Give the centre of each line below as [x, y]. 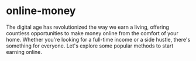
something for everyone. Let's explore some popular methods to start [90, 46]
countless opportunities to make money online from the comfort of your [92, 33]
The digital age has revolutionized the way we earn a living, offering [88, 27]
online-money [41, 11]
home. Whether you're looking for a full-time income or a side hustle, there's [98, 39]
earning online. [24, 52]
